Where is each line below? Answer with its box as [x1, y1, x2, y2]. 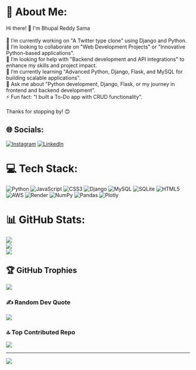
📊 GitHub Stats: [6, 213, 86, 226]
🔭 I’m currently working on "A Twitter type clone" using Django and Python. [6, 37, 187, 44]
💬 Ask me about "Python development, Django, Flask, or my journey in [6, 80, 175, 87]
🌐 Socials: [6, 125, 44, 135]
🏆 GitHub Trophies [6, 265, 78, 275]
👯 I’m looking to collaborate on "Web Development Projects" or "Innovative [6, 43, 185, 50]
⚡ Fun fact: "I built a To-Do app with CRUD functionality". [6, 93, 143, 100]
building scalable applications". [6, 74, 81, 81]
